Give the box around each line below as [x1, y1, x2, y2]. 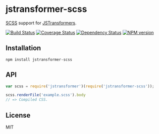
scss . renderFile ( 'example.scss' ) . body [5, 93, 86, 98]
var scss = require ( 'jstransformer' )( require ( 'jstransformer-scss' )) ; [5, 83, 155, 89]
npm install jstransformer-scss [5, 57, 72, 62]
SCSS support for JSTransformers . [5, 20, 77, 26]
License [5, 111, 31, 120]
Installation [5, 44, 41, 53]
